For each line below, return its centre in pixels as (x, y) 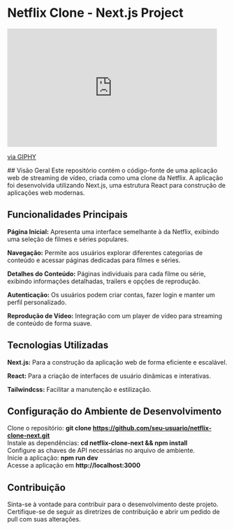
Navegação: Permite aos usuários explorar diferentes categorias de (105, 252)
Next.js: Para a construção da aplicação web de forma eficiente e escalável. (117, 362)
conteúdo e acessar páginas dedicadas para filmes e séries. (94, 260)
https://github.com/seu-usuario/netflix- (152, 428)
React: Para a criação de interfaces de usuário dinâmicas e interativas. (109, 376)
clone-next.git (29, 435)
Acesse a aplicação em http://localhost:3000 (74, 466)
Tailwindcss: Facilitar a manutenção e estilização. (79, 389)
